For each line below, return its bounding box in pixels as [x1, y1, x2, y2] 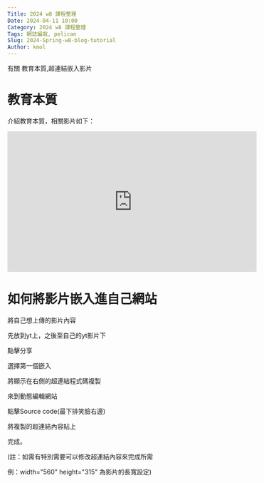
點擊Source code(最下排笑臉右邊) [7, 407, 106, 415]
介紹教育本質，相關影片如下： [7, 116, 95, 125]
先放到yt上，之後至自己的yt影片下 [7, 331, 107, 340]
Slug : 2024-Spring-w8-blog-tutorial [7, 37, 116, 44]
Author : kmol [7, 44, 46, 51]
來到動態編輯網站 [7, 392, 58, 400]
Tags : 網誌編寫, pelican [7, 30, 77, 38]
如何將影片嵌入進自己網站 [7, 291, 158, 307]
